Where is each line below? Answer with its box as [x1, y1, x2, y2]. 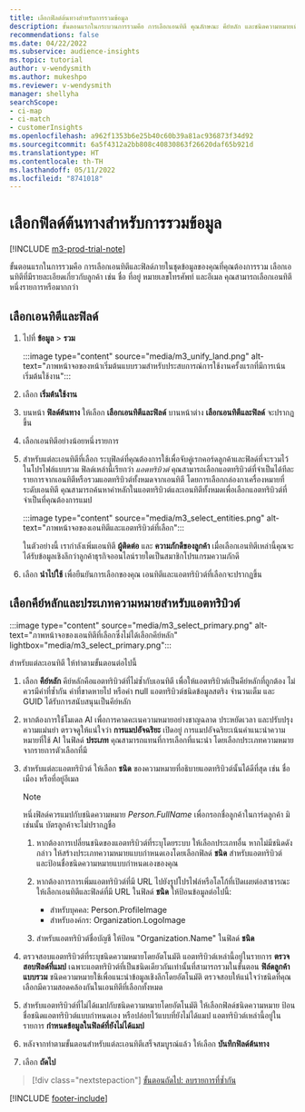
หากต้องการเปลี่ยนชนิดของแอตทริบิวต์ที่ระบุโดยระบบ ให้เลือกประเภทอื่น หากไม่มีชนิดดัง [35, 837, 293, 848]
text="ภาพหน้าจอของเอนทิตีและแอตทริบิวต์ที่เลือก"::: [22, 522, 184, 532]
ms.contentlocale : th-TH [9, 156, 103, 166]
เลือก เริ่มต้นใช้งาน [22, 389, 78, 400]
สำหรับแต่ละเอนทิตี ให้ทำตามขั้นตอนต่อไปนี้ [9, 657, 138, 668]
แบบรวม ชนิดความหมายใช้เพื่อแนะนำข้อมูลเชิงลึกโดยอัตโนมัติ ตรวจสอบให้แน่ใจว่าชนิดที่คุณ [22, 971, 292, 982]
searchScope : [9, 97, 59, 107]
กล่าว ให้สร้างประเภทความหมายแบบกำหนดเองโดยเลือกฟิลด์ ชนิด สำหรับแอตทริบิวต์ [35, 847, 283, 859]
